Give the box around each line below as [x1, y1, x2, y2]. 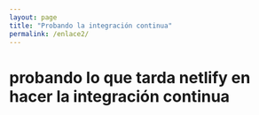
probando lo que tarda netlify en [9, 67, 251, 88]
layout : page [9, 12, 58, 22]
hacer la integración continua [9, 86, 231, 106]
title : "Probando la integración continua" [9, 21, 173, 30]
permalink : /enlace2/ [9, 29, 90, 38]
